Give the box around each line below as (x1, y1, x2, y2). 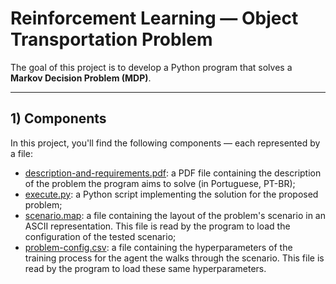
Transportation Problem (10, 28, 213, 51)
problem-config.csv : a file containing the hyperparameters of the (24, 241, 293, 253)
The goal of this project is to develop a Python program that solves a (10, 61, 293, 73)
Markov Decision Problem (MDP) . (10, 72, 152, 84)
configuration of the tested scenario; (24, 230, 177, 242)
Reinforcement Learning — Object (10, 7, 299, 30)
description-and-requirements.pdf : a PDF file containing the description (24, 167, 322, 179)
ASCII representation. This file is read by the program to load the (24, 220, 291, 232)
